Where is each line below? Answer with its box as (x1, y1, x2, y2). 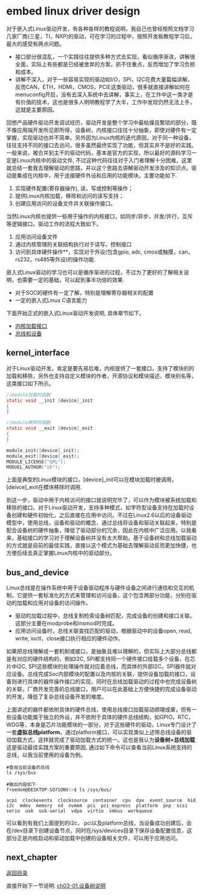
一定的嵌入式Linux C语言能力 (14, 297, 88, 304)
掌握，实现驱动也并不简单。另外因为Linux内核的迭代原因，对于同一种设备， (6, 134, 195, 141)
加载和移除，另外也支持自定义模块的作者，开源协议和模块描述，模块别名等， (6, 372, 197, 379)
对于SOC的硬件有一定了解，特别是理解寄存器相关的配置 (14, 289, 154, 296)
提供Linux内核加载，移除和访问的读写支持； (14, 192, 124, 199)
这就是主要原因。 (14, 106, 58, 113)
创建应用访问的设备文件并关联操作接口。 (14, 200, 116, 207)
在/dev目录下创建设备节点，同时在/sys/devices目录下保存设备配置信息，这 (6, 827, 192, 834)
